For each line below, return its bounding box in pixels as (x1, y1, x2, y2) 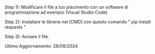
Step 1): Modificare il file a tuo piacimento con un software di (4, 4, 128, 10)
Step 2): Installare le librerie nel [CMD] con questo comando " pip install (4, 19, 152, 25)
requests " (4, 24, 26, 30)
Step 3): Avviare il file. (4, 34, 50, 39)
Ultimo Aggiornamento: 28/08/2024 (4, 43, 78, 49)
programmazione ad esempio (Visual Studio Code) (4, 9, 108, 15)
